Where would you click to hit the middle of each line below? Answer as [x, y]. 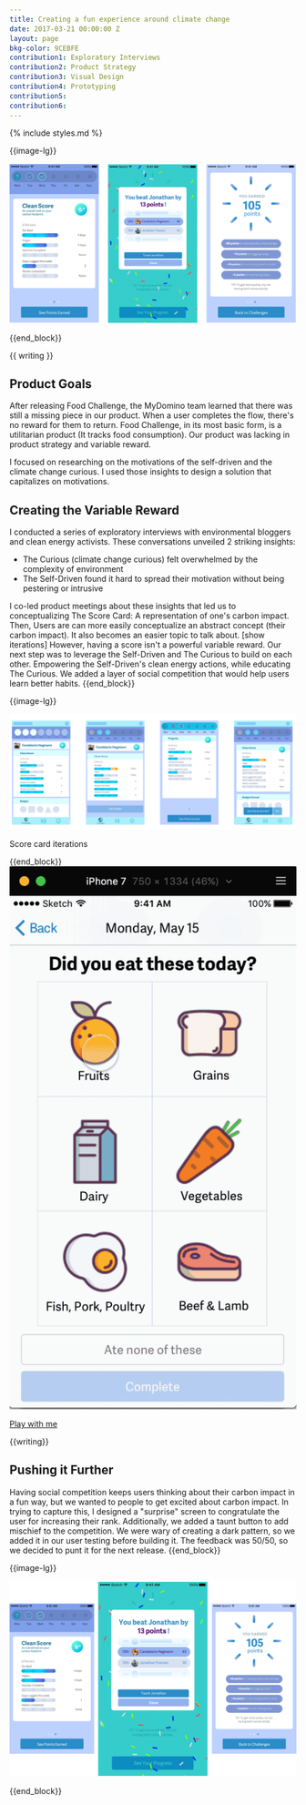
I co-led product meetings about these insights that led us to [123, 607]
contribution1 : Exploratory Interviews [85, 58]
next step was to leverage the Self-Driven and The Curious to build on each [151, 655]
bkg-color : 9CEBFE [44, 48]
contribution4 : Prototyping [63, 87]
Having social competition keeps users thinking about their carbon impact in [153, 1492]
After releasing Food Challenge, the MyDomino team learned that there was [151, 406]
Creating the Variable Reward [95, 510]
